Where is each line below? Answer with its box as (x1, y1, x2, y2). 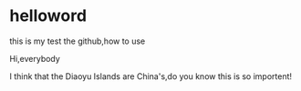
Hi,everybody (9, 53, 61, 64)
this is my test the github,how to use (9, 35, 146, 46)
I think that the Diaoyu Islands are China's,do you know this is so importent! (9, 70, 293, 82)
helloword (9, 5, 88, 26)
